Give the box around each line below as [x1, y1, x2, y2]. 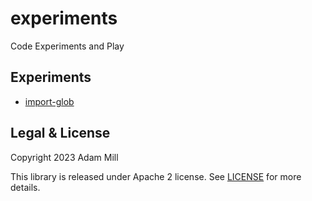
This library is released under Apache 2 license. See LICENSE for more [10, 170, 302, 182]
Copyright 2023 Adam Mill [10, 151, 119, 163]
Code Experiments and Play [10, 40, 125, 52]
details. [10, 181, 41, 193]
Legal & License [10, 125, 111, 142]
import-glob [24, 95, 75, 107]
